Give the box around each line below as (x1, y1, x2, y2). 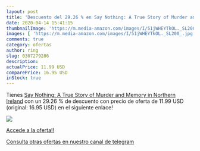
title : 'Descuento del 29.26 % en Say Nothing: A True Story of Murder (6, 14, 187, 20)
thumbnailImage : (6, 25, 46, 32)
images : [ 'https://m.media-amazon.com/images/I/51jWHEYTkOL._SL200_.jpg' (6, 31, 196, 37)
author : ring (6, 48, 39, 54)
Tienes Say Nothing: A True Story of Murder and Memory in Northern (6, 92, 176, 99)
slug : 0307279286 (6, 53, 49, 59)
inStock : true (6, 75, 42, 81)
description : (6, 58, 39, 64)
